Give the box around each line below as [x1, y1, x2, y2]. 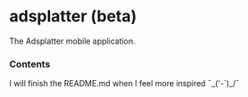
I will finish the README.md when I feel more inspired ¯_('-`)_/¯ [9, 78, 240, 89]
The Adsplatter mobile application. [9, 36, 136, 46]
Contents [9, 58, 51, 70]
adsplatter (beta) [9, 6, 137, 27]
